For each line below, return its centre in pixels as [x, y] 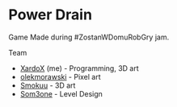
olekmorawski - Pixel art [60, 76]
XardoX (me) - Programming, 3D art [79, 68]
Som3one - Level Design [61, 93]
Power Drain [51, 15]
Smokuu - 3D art [48, 85]
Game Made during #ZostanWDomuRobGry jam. [89, 37]
